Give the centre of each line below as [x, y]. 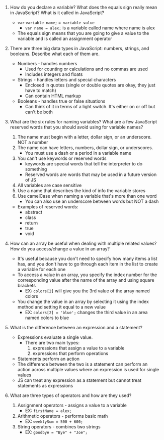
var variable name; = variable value [56, 23]
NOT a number [33, 142]
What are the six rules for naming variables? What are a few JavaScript [84, 122]
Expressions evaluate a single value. [55, 337]
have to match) [40, 90]
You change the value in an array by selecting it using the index [83, 301]
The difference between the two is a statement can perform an [83, 364]
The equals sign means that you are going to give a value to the [83, 33]
